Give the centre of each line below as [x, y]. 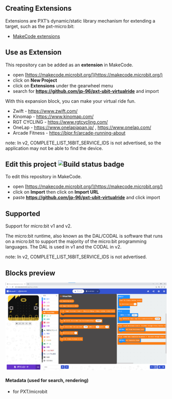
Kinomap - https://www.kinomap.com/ [53, 116]
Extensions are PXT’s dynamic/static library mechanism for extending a [80, 21]
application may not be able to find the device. [54, 148]
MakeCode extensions [36, 36]
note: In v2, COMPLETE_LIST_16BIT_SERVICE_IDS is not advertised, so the [83, 143]
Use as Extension [34, 53]
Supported [23, 213]
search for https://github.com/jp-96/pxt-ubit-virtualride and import [86, 91]
